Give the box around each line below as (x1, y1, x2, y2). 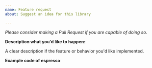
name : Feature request (5, 7, 51, 12)
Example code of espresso (5, 57, 60, 63)
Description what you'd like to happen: (5, 38, 86, 44)
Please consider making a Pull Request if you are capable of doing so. (5, 29, 148, 35)
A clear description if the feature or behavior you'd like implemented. (5, 48, 144, 54)
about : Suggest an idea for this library (5, 12, 91, 17)
